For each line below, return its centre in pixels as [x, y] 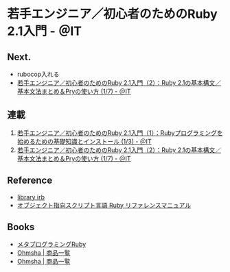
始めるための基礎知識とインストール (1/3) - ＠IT [84, 141]
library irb [31, 197]
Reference [30, 181]
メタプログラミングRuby [51, 245]
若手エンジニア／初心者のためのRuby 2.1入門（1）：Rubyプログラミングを [120, 133]
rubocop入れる [38, 74]
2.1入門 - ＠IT [45, 31]
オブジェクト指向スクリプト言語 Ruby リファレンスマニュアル [104, 205]
